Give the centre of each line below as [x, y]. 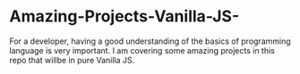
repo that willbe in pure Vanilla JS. [72, 60]
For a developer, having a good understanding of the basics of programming [150, 41]
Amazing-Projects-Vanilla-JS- [124, 16]
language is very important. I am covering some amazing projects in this [142, 50]
